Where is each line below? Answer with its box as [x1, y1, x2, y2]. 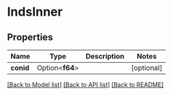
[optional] [131, 63, 163, 72]
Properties [7, 31, 53, 43]
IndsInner [7, 4, 63, 20]
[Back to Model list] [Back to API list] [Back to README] [7, 81, 164, 89]
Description [85, 52, 125, 61]
